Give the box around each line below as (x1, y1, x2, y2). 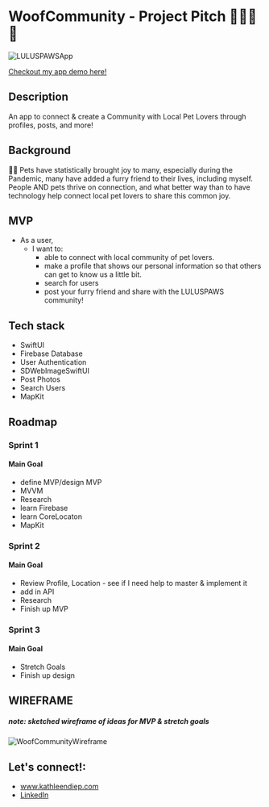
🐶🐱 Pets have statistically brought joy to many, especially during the (8, 165, 234, 174)
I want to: (31, 244, 64, 253)
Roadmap (8, 415, 58, 429)
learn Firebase (19, 503, 68, 512)
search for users (43, 278, 99, 288)
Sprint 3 (8, 624, 40, 635)
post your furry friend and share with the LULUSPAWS (43, 286, 225, 297)
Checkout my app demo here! (8, 66, 107, 76)
